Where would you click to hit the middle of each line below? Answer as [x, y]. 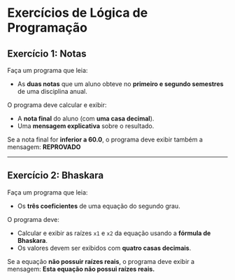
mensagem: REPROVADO [44, 147]
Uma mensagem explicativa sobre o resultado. [86, 126]
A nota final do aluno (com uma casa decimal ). [86, 118]
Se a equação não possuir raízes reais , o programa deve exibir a [101, 261]
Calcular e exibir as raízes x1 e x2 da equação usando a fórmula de [114, 233]
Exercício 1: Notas [47, 54]
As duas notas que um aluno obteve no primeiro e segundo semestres [120, 84]
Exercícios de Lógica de [78, 13]
